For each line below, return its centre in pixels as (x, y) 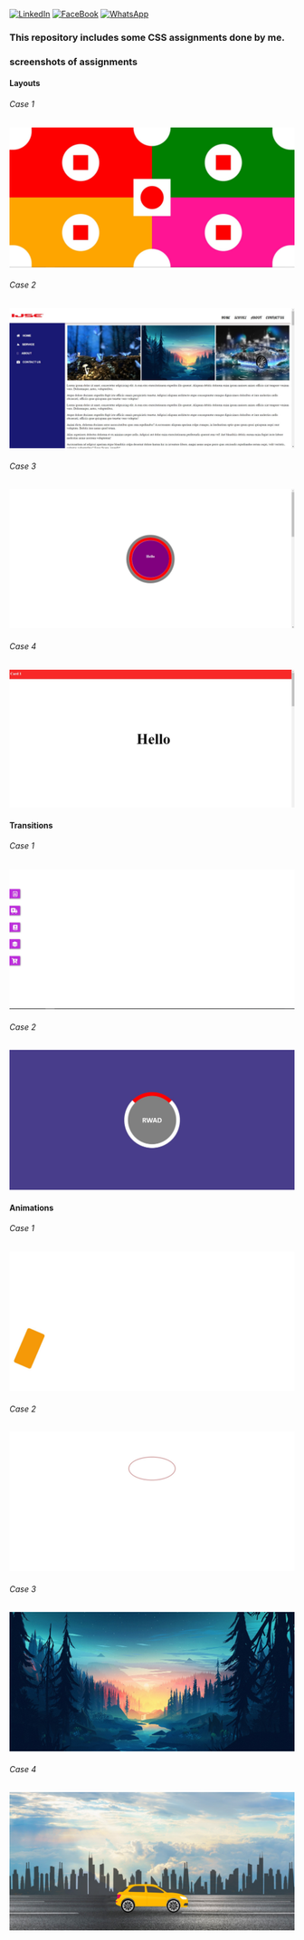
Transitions (31, 825)
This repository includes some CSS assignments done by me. (147, 37)
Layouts (25, 83)
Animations (32, 1208)
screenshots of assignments (74, 62)
